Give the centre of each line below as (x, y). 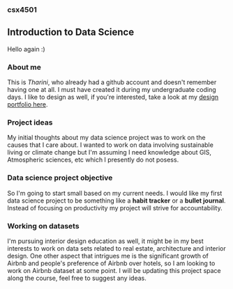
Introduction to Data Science (71, 32)
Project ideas (30, 122)
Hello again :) (26, 49)
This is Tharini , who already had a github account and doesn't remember (112, 82)
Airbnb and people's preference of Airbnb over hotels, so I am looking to (111, 263)
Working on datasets (43, 226)
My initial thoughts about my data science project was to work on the (106, 138)
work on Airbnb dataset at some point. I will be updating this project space (114, 270)
